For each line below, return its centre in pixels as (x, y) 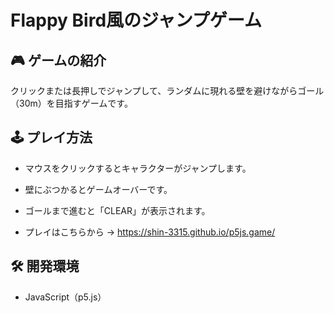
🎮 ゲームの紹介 (58, 60)
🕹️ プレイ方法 (51, 137)
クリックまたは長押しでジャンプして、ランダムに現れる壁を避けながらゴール (167, 90)
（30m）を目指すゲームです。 (71, 103)
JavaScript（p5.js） (65, 297)
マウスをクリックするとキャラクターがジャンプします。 (138, 168)
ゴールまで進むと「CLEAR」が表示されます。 (117, 210)
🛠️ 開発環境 (45, 266)
